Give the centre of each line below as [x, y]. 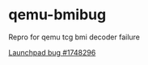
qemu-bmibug [57, 15]
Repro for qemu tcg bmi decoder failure [74, 37]
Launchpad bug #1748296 [52, 52]
